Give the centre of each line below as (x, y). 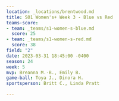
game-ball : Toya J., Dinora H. (45, 78)
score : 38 (24, 45)
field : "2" (20, 50)
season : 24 (20, 61)
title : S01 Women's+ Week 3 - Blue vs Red (59, 17)
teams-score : (22, 23)
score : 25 (24, 34)
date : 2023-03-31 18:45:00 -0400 (48, 56)
